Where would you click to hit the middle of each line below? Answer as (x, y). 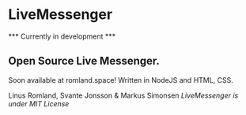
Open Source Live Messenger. (84, 61)
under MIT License (39, 103)
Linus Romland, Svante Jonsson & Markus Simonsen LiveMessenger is (123, 95)
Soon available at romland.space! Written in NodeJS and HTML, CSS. (121, 80)
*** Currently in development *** (62, 36)
